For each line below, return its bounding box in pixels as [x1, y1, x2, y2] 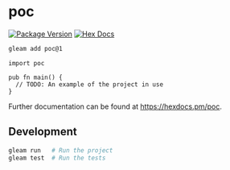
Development [8, 125, 78, 139]
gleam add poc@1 [8, 44, 63, 52]
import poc [8, 59, 45, 67]
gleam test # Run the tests [8, 154, 106, 162]
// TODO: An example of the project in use [15, 80, 163, 89]
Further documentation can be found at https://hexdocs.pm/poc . [8, 102, 223, 111]
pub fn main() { [8, 73, 63, 81]
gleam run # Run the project [8, 146, 113, 155]
